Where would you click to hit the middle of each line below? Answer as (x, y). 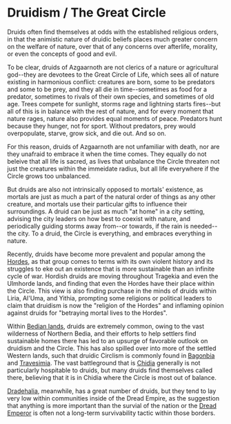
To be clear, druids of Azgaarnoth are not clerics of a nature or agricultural (113, 67)
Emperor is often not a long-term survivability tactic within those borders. (111, 413)
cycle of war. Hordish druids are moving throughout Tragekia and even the (113, 276)
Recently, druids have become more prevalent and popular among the (106, 254)
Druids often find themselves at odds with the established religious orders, (113, 32)
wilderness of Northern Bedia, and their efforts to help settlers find (102, 334)
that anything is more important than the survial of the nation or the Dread (112, 405)
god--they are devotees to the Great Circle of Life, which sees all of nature (113, 75)
